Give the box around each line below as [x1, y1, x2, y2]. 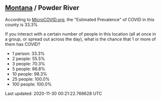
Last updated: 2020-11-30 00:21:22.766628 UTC [5, 90, 102, 96]
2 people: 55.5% [12, 55, 45, 62]
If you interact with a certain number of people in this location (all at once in [5, 31, 156, 37]
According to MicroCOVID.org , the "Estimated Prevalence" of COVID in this [5, 16, 155, 22]
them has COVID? [5, 41, 40, 47]
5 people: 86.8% [12, 66, 46, 72]
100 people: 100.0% [12, 81, 52, 87]
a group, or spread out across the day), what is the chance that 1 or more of [5, 36, 156, 42]
